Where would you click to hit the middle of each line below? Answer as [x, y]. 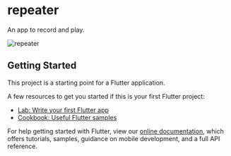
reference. [22, 146]
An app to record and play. [46, 30]
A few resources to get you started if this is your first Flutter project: [106, 96]
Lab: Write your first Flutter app [63, 110]
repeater [33, 10]
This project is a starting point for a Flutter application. [86, 83]
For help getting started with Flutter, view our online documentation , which [116, 131]
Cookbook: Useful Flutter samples [67, 117]
